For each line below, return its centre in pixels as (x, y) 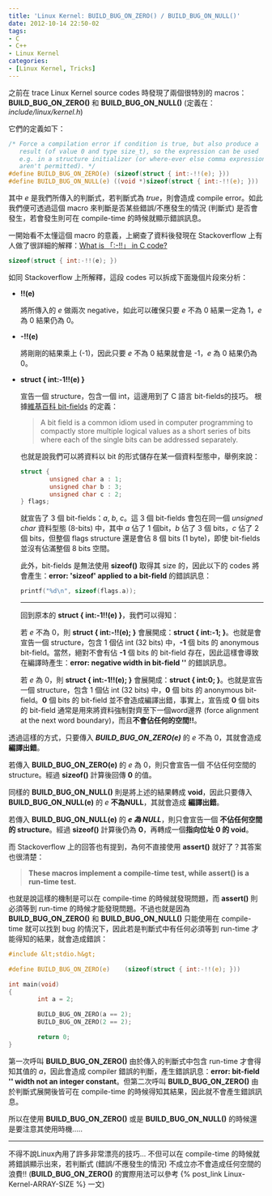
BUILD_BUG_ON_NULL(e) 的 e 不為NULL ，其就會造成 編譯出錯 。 (116, 803)
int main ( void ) (34, 984)
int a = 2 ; (56, 999)
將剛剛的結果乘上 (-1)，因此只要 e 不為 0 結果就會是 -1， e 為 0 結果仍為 (138, 353)
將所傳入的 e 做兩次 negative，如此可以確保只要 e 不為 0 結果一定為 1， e (141, 310)
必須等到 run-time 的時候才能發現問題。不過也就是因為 (99, 909)
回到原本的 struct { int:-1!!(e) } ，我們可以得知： (100, 615)
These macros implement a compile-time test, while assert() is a (138, 873)
